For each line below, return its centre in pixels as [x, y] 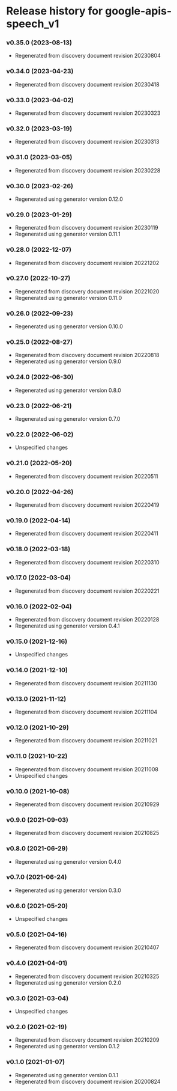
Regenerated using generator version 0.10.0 [69, 326]
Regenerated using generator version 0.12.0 [69, 199]
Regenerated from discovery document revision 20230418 [87, 84]
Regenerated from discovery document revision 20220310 [87, 562]
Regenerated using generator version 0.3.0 [68, 890]
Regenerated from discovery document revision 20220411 [86, 534]
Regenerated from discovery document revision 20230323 [88, 113]
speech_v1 [33, 24]
